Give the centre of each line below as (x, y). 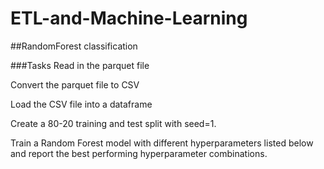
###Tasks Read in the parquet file (80, 65)
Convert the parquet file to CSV (75, 84)
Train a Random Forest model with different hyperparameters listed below (162, 143)
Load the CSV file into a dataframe (81, 104)
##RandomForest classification (74, 46)
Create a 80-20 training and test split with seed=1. (113, 123)
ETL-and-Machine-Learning (129, 18)
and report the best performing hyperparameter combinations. (139, 153)
